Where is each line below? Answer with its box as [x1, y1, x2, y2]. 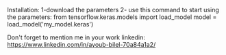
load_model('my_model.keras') [7, 20, 94, 28]
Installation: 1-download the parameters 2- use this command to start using [7, 6, 219, 14]
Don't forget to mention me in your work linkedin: [7, 33, 145, 41]
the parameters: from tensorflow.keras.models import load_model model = [7, 13, 217, 21]
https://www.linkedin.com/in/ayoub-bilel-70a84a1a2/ [7, 41, 156, 48]
